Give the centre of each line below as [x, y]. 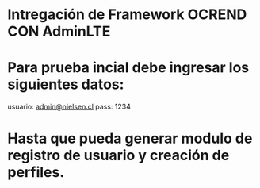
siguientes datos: [66, 84]
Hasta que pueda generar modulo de [130, 138]
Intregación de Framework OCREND [127, 15]
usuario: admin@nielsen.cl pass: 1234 [69, 107]
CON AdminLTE [59, 31]
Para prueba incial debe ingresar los [128, 68]
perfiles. [36, 173]
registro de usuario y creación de [119, 155]
